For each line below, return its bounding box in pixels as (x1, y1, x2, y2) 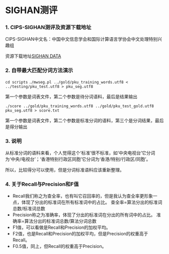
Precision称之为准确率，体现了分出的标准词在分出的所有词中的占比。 (12, 212, 155, 218)
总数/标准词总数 (12, 206, 45, 212)
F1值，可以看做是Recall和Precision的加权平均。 (12, 224, 111, 230)
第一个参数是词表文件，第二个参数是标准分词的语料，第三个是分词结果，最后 (5, 117, 164, 123)
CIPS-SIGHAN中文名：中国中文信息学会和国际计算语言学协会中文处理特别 (5, 36, 158, 42)
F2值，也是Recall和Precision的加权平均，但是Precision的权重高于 (12, 231, 148, 237)
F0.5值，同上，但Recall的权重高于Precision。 (12, 243, 107, 249)
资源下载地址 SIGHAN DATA (5, 53, 61, 59)
